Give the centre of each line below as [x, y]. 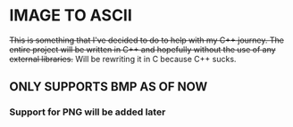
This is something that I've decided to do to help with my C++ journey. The [146, 40]
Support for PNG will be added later [88, 112]
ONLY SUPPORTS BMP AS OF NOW [109, 87]
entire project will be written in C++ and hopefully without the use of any [142, 49]
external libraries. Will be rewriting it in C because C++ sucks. [123, 59]
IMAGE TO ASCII [71, 16]
